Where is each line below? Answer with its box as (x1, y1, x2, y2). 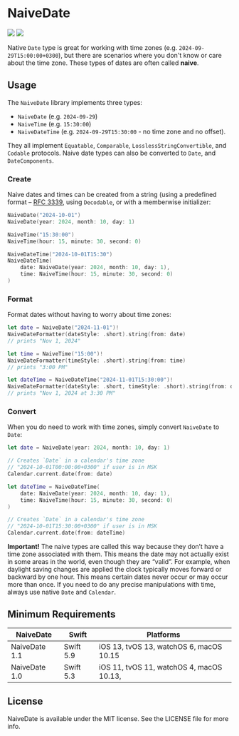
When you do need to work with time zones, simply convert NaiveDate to (7, 423, 220, 431)
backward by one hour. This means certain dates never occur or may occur (7, 573, 228, 581)
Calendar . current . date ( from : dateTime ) (7, 530, 126, 537)
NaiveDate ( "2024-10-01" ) (7, 212, 81, 219)
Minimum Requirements (7, 608, 116, 620)
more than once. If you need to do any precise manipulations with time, (7, 580, 216, 589)
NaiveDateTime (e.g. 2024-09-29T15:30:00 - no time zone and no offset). (17, 127, 226, 136)
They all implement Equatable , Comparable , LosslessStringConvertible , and (7, 141, 227, 149)
